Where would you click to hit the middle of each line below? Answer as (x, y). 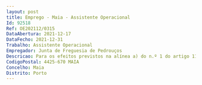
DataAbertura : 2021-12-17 (38, 34)
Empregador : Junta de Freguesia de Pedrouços (64, 51)
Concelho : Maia (25, 67)
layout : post (23, 12)
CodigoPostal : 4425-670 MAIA (43, 62)
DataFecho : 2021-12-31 (35, 40)
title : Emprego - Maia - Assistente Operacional (68, 17)
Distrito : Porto (26, 73)
